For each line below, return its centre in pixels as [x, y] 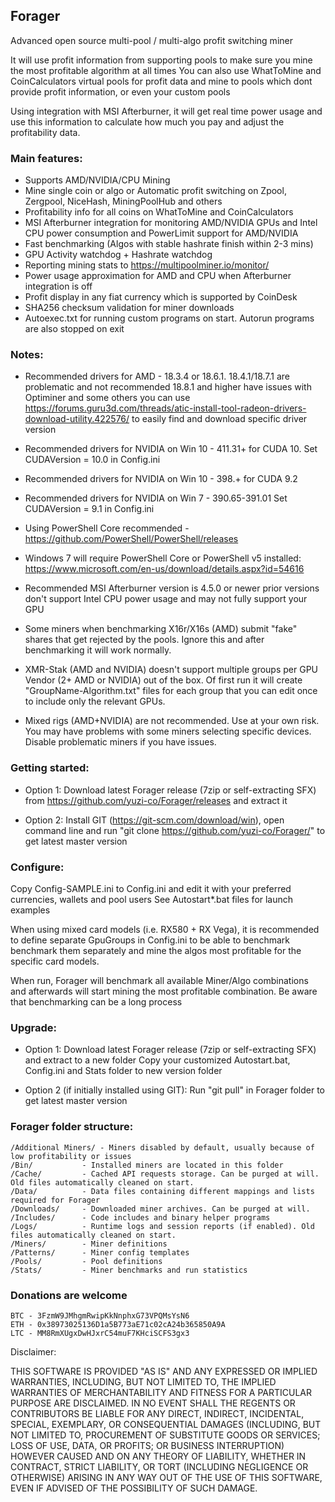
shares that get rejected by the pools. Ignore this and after [144, 640]
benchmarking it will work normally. [98, 650]
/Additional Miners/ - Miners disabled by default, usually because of [162, 1147]
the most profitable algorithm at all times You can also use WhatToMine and [166, 70]
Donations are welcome [69, 1295]
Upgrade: [34, 1027]
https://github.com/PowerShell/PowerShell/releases [131, 539]
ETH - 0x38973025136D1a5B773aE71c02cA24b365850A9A [118, 1324]
